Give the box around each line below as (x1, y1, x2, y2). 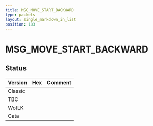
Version (8, 79, 28, 86)
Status (5, 64, 27, 72)
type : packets (5, 12, 36, 17)
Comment (46, 79, 71, 86)
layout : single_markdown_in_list (5, 17, 76, 22)
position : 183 (5, 21, 36, 27)
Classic (8, 88, 25, 95)
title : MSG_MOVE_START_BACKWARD (5, 7, 74, 13)
